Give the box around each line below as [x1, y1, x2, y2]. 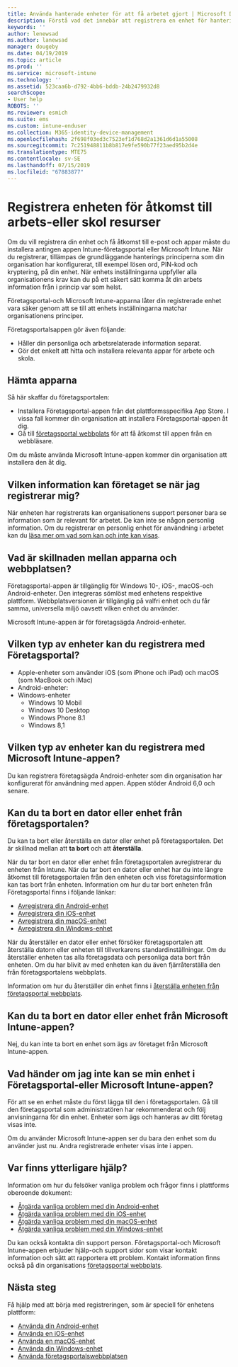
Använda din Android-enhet [17, 1322, 99, 1330]
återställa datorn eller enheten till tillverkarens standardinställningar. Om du [7, 946, 227, 954]
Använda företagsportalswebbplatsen [17, 1351, 128, 1360]
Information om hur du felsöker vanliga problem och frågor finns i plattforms [7, 1181, 229, 1189]
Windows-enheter [17, 691, 71, 699]
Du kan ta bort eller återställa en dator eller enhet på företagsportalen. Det [7, 836, 224, 845]
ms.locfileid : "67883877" [7, 168, 84, 176]
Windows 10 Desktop [28, 705, 90, 714]
